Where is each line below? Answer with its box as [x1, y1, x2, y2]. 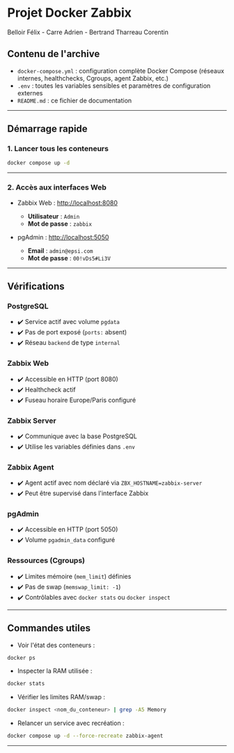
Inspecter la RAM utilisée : [17, 667, 93, 675]
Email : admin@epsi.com [27, 246, 93, 255]
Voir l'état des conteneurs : [17, 641, 95, 649]
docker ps [7, 654, 36, 661]
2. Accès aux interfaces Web [7, 183, 107, 192]
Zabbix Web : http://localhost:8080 [17, 199, 118, 207]
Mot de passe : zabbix [27, 219, 93, 228]
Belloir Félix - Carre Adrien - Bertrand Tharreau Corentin [7, 28, 169, 36]
